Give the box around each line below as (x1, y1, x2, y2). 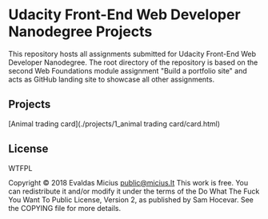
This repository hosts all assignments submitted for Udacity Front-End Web (8, 49, 257, 58)
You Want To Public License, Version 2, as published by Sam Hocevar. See (8, 194, 254, 205)
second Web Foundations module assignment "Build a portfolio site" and (8, 66, 248, 75)
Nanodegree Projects (8, 22, 153, 41)
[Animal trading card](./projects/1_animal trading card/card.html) (8, 118, 221, 129)
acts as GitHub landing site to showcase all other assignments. (8, 74, 214, 84)
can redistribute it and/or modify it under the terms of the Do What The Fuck (8, 186, 260, 196)
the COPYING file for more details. (8, 203, 122, 213)
